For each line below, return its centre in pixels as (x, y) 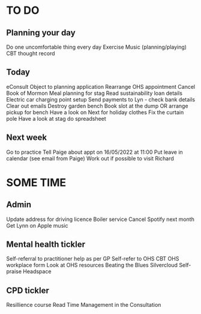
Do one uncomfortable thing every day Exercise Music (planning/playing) (97, 47)
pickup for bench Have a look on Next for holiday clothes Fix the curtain (95, 112)
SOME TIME (36, 182)
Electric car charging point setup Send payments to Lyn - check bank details (101, 99)
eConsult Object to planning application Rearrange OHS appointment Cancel (101, 86)
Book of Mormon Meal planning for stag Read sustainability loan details (94, 93)
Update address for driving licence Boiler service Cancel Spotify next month (100, 219)
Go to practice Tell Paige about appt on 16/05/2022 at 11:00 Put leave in (94, 152)
